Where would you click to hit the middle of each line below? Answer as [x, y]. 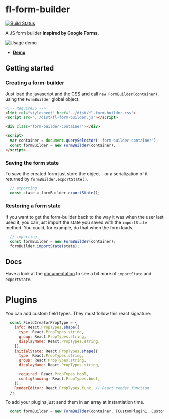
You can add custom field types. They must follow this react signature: [78, 314]
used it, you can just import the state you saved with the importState [76, 222]
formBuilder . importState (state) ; [45, 246]
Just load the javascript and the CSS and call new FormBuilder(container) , [82, 94]
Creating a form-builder [35, 83]
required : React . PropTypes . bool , [54, 374]
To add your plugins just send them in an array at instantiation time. [75, 402]
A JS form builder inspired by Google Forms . [52, 33]
